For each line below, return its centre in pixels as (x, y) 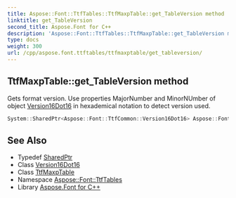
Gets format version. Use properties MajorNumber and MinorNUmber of (112, 98)
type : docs (23, 40)
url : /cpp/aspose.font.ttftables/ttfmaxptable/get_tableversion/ (105, 53)
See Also (27, 140)
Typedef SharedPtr (45, 157)
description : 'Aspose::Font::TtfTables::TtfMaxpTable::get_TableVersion (116, 33)
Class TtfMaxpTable (46, 172)
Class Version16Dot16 (49, 165)
